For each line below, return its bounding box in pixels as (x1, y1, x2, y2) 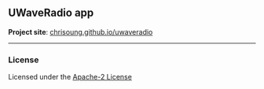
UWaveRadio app (8, 6, 94, 20)
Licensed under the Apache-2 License (8, 72, 132, 82)
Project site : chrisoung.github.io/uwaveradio (8, 27, 153, 36)
